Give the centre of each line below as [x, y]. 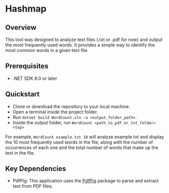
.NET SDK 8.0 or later [35, 78]
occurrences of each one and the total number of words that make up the [82, 148]
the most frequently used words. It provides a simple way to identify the [80, 45]
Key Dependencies [36, 169]
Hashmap [26, 9]
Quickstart [23, 94]
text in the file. [20, 153]
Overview [21, 28]
